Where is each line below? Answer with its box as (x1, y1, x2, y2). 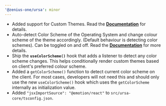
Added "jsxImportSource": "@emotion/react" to (11, 90, 110, 96)
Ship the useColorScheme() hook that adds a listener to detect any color (11, 53, 157, 59)
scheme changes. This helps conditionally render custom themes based (11, 58, 159, 64)
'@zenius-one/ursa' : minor (4, 7, 60, 12)
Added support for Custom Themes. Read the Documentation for (11, 21, 146, 27)
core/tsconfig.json (11, 96, 53, 101)
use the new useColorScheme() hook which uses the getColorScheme (11, 79, 150, 85)
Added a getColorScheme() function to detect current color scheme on (11, 68, 155, 75)
